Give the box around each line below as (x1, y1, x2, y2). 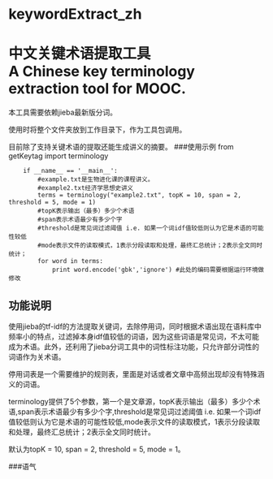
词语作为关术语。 (8, 352, 66, 361)
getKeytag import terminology (8, 151, 109, 161)
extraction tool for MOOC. (8, 80, 187, 98)
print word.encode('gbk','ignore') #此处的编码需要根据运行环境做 (51, 265, 264, 274)
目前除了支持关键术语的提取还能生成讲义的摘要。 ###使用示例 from (8, 142, 234, 152)
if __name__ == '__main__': (23, 167, 118, 175)
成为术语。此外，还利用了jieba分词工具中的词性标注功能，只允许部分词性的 (8, 342, 260, 352)
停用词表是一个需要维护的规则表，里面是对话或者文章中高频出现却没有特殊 (8, 369, 258, 378)
